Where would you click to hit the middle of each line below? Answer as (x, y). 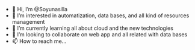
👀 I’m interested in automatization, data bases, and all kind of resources (101, 15)
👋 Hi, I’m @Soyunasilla (40, 9)
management (28, 22)
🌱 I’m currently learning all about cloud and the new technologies (92, 28)
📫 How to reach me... (39, 41)
